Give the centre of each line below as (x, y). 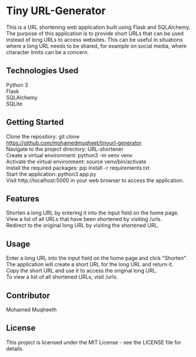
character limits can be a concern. (48, 52)
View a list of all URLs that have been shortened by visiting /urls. (84, 219)
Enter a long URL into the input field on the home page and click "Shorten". (97, 258)
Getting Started (35, 122)
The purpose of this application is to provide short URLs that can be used (95, 33)
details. (15, 348)
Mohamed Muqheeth (31, 310)
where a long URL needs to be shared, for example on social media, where (97, 46)
